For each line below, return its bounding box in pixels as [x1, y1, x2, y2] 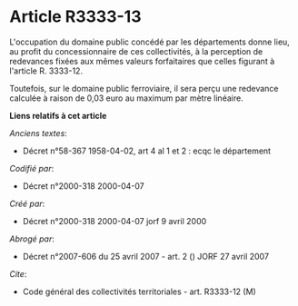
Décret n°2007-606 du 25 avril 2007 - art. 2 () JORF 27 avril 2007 [22, 251, 270, 262]
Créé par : [9, 198, 45, 209]
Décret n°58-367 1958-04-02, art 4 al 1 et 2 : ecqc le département [22, 145, 271, 156]
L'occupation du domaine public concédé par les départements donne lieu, [9, 36, 291, 47]
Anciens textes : [9, 127, 68, 138]
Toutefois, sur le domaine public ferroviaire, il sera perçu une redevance [9, 83, 279, 94]
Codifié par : [9, 163, 55, 173]
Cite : [9, 268, 27, 279]
